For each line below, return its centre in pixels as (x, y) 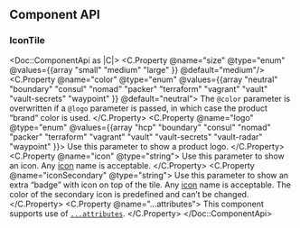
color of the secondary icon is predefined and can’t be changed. (129, 194)
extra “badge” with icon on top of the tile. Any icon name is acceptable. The (150, 185)
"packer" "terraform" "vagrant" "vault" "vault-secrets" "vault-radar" (136, 137)
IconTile (27, 41)
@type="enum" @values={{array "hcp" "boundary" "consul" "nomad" (140, 127)
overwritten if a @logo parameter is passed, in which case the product (139, 108)
